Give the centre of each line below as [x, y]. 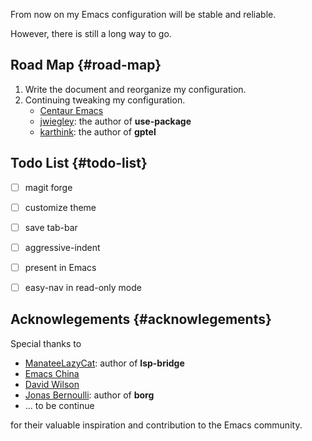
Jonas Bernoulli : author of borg [89, 395]
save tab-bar [51, 227]
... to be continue [59, 405]
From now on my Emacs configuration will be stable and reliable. [143, 14]
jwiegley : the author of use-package [115, 121]
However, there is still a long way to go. [91, 33]
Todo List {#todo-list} [79, 163]
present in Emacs [60, 267]
